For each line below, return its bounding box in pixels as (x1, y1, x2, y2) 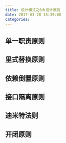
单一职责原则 (5, 36, 45, 45)
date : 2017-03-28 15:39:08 (5, 12, 61, 17)
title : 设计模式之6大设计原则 (5, 7, 61, 13)
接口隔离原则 (5, 93, 45, 101)
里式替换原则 (5, 55, 45, 64)
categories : (5, 17, 30, 22)
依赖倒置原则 (5, 74, 45, 83)
